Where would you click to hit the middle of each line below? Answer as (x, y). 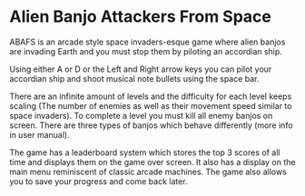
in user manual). (39, 134)
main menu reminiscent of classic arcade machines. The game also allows (148, 171)
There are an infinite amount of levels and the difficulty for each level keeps (151, 96)
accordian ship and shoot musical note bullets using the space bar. (134, 78)
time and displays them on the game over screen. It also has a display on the (152, 162)
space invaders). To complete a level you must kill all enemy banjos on (141, 115)
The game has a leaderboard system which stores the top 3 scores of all (145, 152)
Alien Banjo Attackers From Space (141, 17)
